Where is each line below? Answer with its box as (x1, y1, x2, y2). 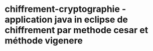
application (5, 14, 53, 25)
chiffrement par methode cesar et (5, 25, 148, 36)
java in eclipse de (54, 14, 128, 25)
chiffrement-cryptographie (5, 3, 120, 15)
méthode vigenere (5, 35, 83, 47)
